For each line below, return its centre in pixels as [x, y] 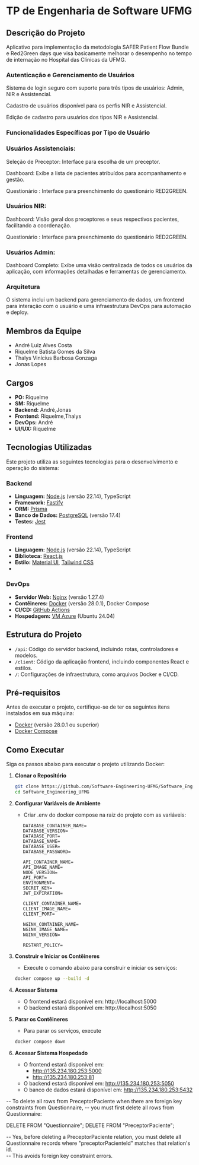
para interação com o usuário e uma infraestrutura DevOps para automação [99, 306]
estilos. [23, 668]
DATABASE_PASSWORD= [47, 852]
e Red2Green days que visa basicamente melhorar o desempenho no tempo [99, 53]
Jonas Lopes [31, 364]
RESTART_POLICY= [43, 945]
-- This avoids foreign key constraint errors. [60, 1156]
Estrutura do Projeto [44, 635]
